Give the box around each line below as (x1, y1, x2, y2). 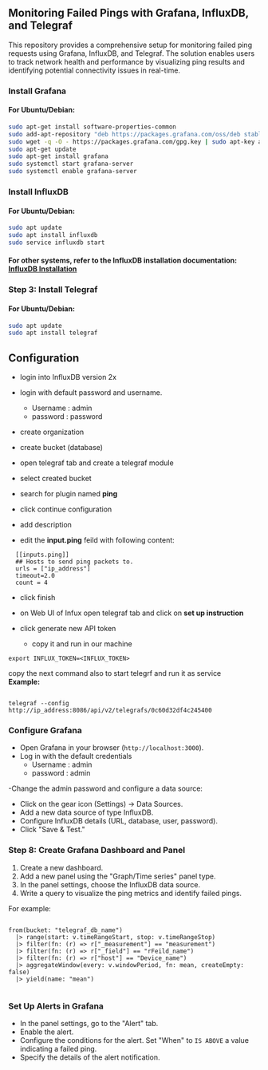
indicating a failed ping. (19, 1044, 97, 1053)
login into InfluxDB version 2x (19, 373, 117, 382)
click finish (19, 593, 56, 602)
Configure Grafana (8, 725, 82, 736)
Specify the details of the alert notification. (19, 1052, 160, 1062)
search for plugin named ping (19, 489, 118, 499)
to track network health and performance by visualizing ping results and (8, 57, 246, 66)
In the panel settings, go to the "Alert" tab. (19, 1018, 159, 1028)
